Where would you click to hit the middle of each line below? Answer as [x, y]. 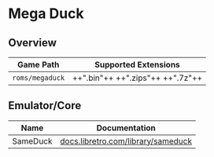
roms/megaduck [39, 78]
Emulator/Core [45, 106]
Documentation [126, 128]
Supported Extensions [137, 65]
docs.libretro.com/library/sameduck [126, 141]
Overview [33, 43]
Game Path [38, 65]
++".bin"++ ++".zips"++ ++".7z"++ [137, 78]
